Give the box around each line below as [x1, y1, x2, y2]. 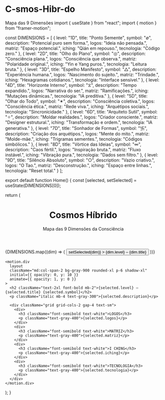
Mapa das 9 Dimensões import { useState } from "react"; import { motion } [5, 20, 157, 26]
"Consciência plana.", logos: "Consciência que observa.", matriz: [5, 56, 137, 61]
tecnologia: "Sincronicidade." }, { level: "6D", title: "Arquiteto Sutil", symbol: [5, 109, 158, 114]
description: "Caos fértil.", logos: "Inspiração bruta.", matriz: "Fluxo [5, 146, 141, 152]
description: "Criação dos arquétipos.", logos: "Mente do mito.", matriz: [5, 130, 150, 137]
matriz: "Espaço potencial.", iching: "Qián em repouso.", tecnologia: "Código [5, 45, 160, 51]
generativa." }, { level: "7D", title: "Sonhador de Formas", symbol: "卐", [5, 125, 148, 131]
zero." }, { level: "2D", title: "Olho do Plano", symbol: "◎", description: [5, 51, 146, 57]
